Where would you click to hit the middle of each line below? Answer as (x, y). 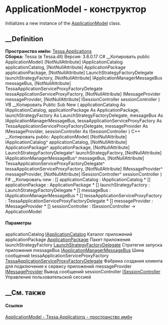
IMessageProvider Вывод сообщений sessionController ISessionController (83, 271)
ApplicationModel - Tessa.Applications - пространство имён (69, 317)
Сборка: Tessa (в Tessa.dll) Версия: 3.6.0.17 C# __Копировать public (77, 56)
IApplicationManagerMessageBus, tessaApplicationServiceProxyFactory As (83, 120)
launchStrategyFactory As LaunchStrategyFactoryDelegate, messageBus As (84, 115)
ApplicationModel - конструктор (76, 9)
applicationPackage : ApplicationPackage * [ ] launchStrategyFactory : (77, 185)
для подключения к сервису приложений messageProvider (68, 266)
